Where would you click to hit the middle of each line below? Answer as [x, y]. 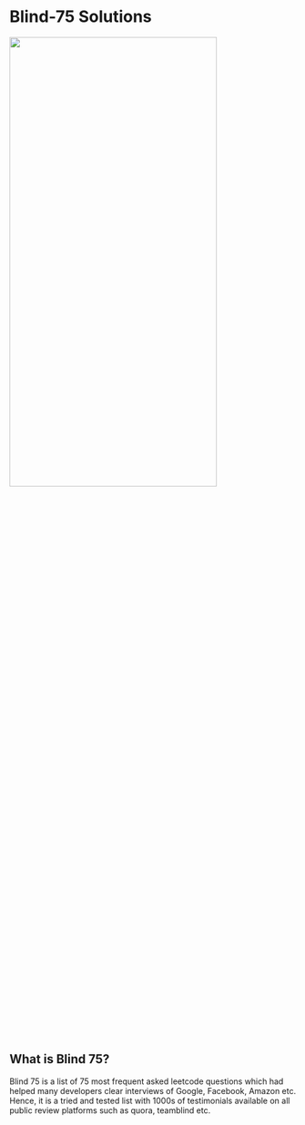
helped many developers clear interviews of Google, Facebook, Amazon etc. [153, 1090]
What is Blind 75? [60, 1059]
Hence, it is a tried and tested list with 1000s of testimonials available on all [150, 1100]
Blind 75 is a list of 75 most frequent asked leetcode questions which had [147, 1081]
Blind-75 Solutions [81, 17]
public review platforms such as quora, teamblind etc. [110, 1110]
